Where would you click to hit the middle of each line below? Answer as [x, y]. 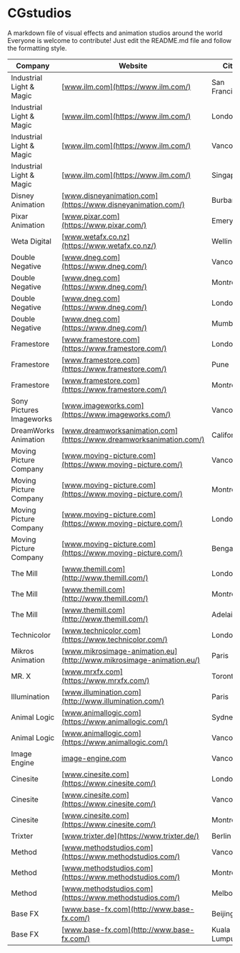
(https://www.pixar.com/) [104, 225]
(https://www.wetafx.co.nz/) [109, 246]
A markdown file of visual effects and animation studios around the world [115, 33]
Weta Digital [31, 241]
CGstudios [40, 13]
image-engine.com [94, 758]
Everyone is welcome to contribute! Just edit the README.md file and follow [120, 40]
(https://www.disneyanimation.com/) [123, 204]
